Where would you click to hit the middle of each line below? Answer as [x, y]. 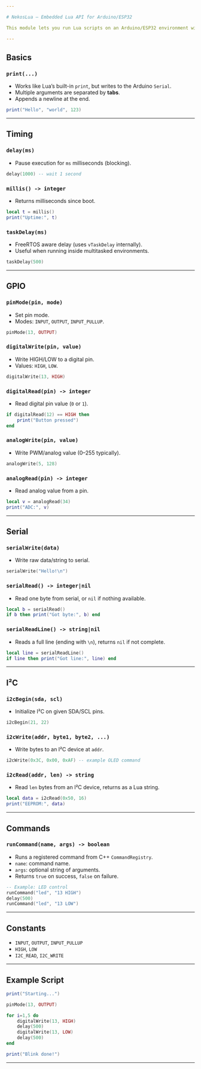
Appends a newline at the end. [52, 99]
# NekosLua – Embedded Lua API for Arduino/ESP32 [69, 17]
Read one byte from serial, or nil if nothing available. [80, 598]
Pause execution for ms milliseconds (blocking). [73, 163]
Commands [28, 828]
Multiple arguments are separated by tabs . [68, 92]
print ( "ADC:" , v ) [28, 507]
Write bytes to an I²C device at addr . [59, 750]
